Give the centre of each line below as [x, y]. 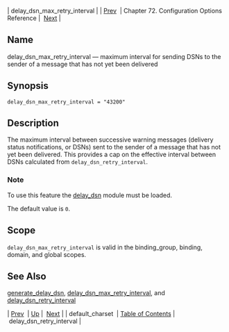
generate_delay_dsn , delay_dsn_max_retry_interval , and [86, 293]
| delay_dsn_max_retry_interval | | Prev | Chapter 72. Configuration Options [114, 11]
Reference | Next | [34, 18]
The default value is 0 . [39, 208]
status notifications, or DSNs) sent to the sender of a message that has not [114, 147]
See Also [27, 276]
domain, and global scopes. [47, 254]
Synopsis [28, 86]
